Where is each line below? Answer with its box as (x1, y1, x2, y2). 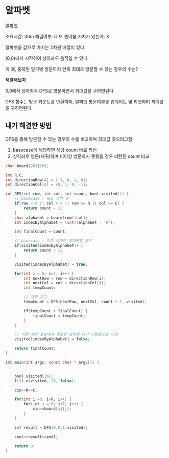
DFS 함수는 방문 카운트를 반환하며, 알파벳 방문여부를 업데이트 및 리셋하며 (5, 98, 151, 105)
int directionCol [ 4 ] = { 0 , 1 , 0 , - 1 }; (5, 182, 88, 187)
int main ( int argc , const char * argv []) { (5, 360, 100, 365)
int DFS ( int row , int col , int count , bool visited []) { (5, 191, 129, 197)
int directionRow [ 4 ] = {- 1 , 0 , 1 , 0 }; (5, 177, 88, 182)
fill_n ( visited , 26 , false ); (14, 378, 77, 383)
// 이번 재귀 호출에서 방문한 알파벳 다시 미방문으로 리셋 (14, 332, 118, 337)
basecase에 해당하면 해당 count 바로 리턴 (12, 147, 97, 153)
